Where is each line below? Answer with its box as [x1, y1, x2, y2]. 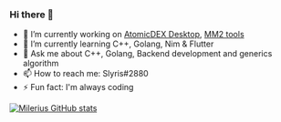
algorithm [22, 58, 59, 69]
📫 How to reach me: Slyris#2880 [22, 68, 149, 79]
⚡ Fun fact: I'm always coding [22, 82, 134, 93]
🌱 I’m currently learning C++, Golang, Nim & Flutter [22, 38, 214, 49]
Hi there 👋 [9, 8, 55, 21]
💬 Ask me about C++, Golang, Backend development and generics [22, 48, 273, 59]
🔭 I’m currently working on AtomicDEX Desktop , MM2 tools [22, 29, 245, 40]
